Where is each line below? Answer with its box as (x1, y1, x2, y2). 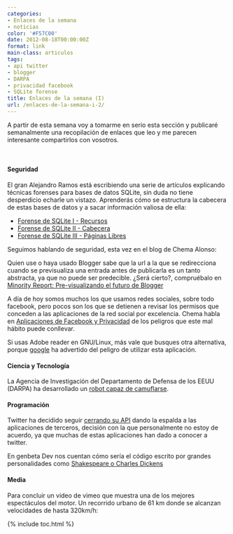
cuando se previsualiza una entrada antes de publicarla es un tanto (7, 266, 201, 275)
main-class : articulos (7, 50, 73, 57)
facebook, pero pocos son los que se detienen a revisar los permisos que (7, 302, 219, 310)
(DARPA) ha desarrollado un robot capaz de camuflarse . (7, 385, 169, 393)
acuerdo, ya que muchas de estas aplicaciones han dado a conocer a (7, 431, 208, 439)
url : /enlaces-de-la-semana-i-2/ (7, 102, 105, 109)
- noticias (7, 23, 39, 30)
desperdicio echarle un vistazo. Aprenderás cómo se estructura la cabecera (7, 196, 227, 204)
